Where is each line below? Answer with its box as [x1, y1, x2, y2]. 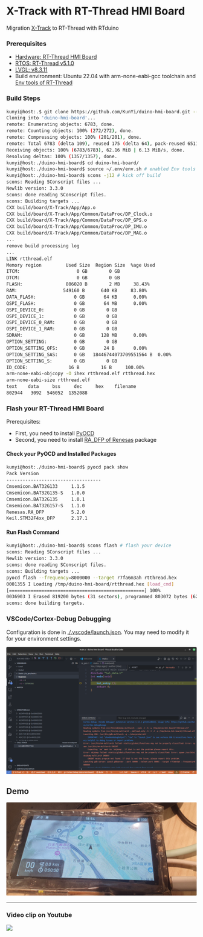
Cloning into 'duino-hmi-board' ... [6, 115, 96, 121]
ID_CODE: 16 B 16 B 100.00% [6, 364, 145, 370]
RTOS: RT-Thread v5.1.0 [14, 59, 74, 67]
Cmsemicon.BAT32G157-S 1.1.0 [6, 502, 85, 509]
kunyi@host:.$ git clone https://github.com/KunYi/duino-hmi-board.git [6, 108, 190, 115]
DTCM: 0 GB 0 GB [6, 275, 120, 281]
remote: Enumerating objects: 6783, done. [6, 121, 115, 128]
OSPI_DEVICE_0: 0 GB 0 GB [6, 307, 118, 313]
